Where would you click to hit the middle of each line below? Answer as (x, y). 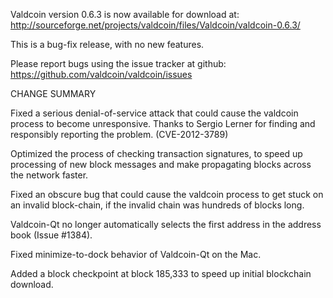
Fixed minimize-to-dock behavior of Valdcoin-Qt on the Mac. (136, 254)
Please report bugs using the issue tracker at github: (118, 63)
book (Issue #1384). (51, 235)
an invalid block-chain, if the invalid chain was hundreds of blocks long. (157, 205)
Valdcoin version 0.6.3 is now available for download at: (125, 14)
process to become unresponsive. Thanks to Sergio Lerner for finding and (163, 123)
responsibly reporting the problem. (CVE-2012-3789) (119, 134)
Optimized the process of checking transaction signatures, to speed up (156, 153)
